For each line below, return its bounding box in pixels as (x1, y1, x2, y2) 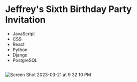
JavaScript (12, 30, 35, 36)
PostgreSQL (12, 57, 38, 63)
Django (12, 51, 28, 58)
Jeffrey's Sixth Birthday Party (5, 3, 132, 15)
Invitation (5, 14, 46, 25)
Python (12, 46, 28, 52)
